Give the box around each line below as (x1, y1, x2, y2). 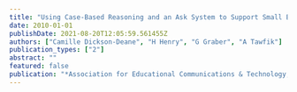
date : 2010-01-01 (9, 21, 73, 30)
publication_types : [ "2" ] (9, 46, 104, 54)
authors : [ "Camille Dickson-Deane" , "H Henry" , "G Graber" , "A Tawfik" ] (9, 37, 283, 46)
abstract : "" (9, 53, 57, 62)
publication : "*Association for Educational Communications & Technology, (9, 70, 291, 79)
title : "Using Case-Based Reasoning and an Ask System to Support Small (9, 12, 283, 22)
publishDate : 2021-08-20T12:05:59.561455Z (9, 29, 168, 38)
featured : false (9, 62, 69, 71)
